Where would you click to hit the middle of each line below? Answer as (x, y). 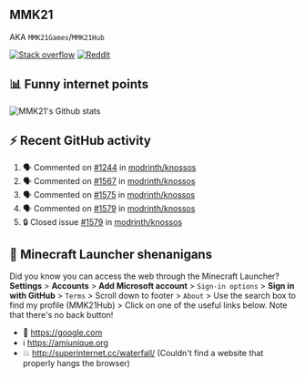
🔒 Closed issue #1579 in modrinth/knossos (102, 222)
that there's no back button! (61, 315)
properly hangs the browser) (76, 363)
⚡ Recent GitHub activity (81, 141)
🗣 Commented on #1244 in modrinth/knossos (109, 168)
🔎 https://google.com (62, 332)
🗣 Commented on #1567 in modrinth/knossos (109, 181)
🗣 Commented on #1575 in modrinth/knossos (109, 195)
